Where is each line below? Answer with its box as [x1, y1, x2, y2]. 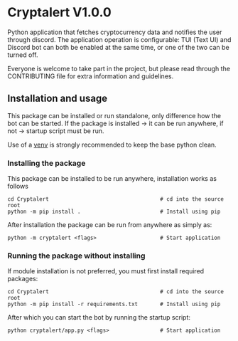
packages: [7, 275, 38, 283]
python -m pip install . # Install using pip [7, 208, 221, 216]
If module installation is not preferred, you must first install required [7, 267, 205, 276]
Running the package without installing [7, 251, 146, 261]
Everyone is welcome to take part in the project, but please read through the [7, 64, 231, 73]
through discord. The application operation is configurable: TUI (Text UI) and [7, 35, 232, 43]
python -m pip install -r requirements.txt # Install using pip [7, 300, 221, 308]
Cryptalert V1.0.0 [7, 4, 112, 21]
